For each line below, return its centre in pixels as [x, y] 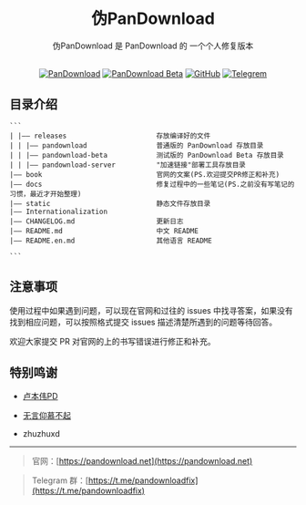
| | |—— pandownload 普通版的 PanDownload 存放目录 [137, 145]
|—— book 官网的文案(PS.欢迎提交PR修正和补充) [145, 174]
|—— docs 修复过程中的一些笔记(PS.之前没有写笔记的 [152, 184]
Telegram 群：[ [60, 480]
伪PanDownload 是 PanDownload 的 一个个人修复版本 [153, 46]
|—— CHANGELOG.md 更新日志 [97, 221]
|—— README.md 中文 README [104, 231]
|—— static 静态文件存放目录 [110, 203]
